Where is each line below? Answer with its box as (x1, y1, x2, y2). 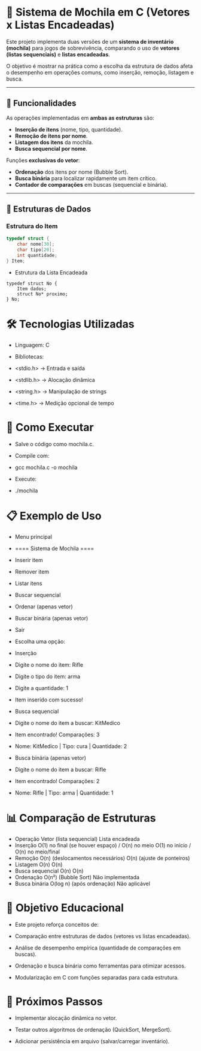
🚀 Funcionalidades (6, 98, 77, 109)
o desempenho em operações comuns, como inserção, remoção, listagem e (6, 68, 194, 76)
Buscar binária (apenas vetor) (14, 614, 89, 622)
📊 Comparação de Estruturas (6, 811, 156, 825)
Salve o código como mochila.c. (14, 440, 95, 447)
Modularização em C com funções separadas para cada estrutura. (14, 974, 179, 981)
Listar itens (14, 580, 42, 587)
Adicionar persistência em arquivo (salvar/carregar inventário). (14, 1038, 170, 1045)
